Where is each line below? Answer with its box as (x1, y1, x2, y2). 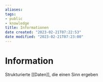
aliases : (5, 7, 23, 12)
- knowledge (5, 20, 29, 26)
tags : (5, 12, 16, 17)
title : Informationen (5, 25, 49, 30)
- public (5, 16, 23, 21)
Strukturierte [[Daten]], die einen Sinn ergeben (5, 71, 98, 77)
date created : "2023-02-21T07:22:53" (5, 30, 82, 35)
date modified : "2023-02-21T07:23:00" (5, 35, 84, 40)
